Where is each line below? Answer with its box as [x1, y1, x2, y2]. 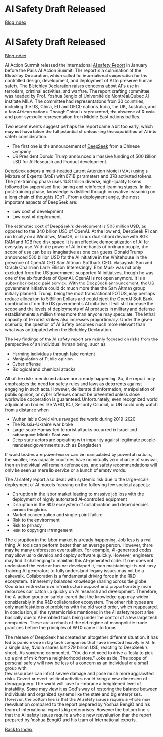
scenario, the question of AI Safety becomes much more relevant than [5, 321, 146, 327]
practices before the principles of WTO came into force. [5, 624, 117, 630]
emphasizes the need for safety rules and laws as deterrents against [5, 381, 142, 387]
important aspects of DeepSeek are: [5, 199, 78, 205]
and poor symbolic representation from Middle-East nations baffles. [5, 113, 141, 120]
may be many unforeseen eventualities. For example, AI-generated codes [5, 547, 152, 553]
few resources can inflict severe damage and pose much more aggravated [5, 670, 154, 676]
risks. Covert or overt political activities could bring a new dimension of [5, 676, 147, 681]
